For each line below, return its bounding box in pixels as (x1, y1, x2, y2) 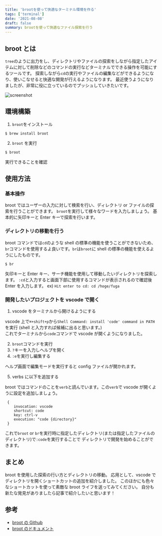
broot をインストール (12, 121, 53, 127)
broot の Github (12, 519, 43, 525)
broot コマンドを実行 (12, 341, 53, 347)
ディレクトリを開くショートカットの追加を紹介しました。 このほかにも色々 (5, 478, 154, 484)
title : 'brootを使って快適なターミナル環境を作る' (5, 7, 97, 12)
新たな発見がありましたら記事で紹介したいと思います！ (5, 490, 115, 496)
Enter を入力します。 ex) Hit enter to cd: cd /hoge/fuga (5, 283, 120, 289)
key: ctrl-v (14, 413, 38, 418)
